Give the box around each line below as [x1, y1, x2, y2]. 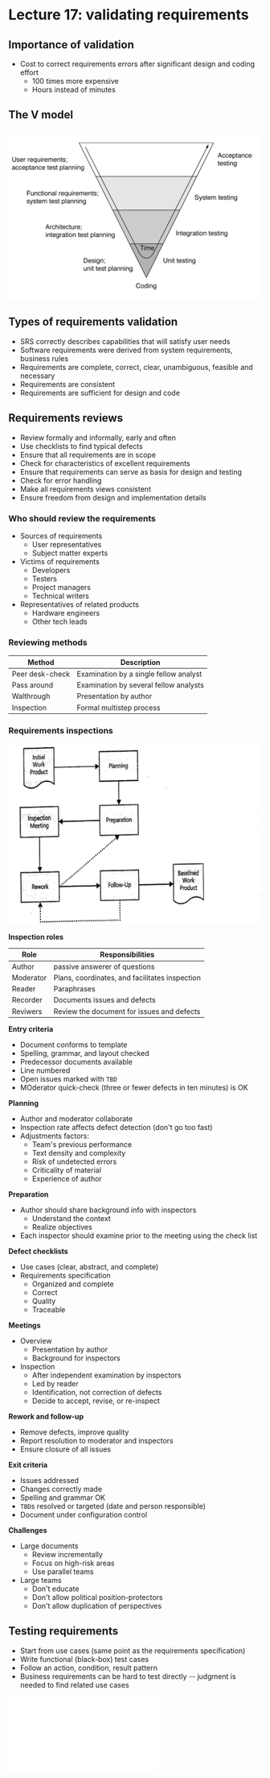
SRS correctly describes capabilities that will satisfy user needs [19, 336, 231, 346]
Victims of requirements [19, 556, 100, 566]
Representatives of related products [19, 599, 139, 609]
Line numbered [19, 1066, 71, 1075]
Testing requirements [8, 1624, 119, 1638]
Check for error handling [19, 476, 102, 485]
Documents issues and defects [53, 995, 156, 1005]
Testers [31, 574, 58, 584]
